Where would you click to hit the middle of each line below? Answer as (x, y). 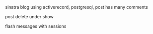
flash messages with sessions (36, 26)
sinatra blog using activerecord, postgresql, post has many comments (76, 7)
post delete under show (29, 17)
